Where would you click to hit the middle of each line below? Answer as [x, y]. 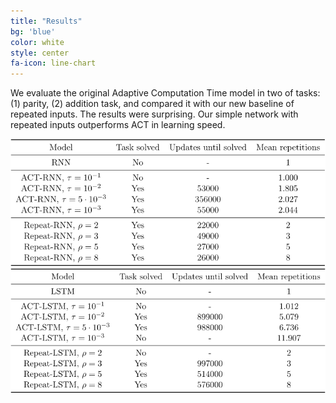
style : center [40, 53]
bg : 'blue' [33, 31]
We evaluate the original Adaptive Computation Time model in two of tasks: [165, 93]
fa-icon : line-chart [53, 63]
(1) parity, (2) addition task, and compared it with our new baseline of [152, 104]
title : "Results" [46, 21]
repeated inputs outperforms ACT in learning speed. [118, 125]
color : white [37, 42]
